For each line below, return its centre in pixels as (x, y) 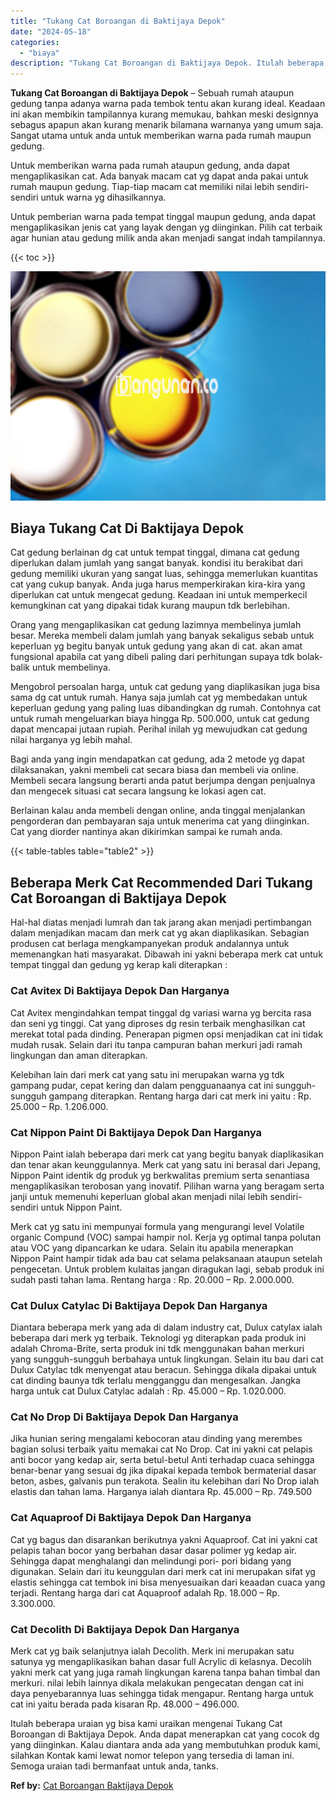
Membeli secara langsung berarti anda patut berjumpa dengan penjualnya (163, 781)
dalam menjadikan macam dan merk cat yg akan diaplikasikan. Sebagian (160, 933)
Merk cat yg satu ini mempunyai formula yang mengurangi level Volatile (157, 1226)
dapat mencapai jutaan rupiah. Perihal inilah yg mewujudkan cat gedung (159, 729)
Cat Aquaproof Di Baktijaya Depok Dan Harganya (131, 1518)
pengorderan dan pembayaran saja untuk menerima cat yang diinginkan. (160, 821)
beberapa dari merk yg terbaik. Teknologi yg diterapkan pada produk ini (158, 1338)
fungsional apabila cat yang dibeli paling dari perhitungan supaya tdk (152, 657)
